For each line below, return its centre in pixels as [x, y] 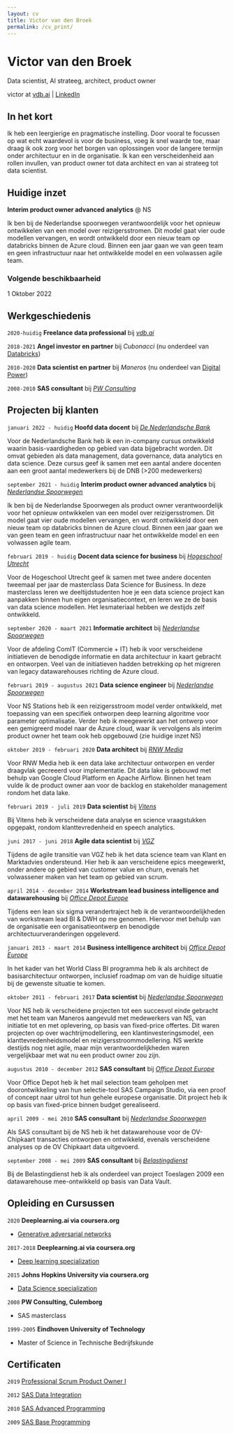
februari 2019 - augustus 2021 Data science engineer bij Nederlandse [111, 685]
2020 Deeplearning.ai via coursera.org [64, 1220]
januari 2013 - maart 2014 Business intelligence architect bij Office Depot [116, 947]
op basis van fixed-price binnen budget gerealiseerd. [84, 1104]
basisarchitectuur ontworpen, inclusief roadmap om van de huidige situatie [115, 976]
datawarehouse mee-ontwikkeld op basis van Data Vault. [89, 1181]
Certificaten [34, 1365]
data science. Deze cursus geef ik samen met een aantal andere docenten [114, 463]
